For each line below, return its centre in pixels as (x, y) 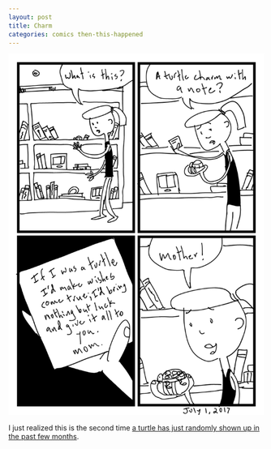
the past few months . (44, 437)
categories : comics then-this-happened (76, 34)
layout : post (30, 17)
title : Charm (30, 26)
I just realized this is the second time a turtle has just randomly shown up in (134, 428)
